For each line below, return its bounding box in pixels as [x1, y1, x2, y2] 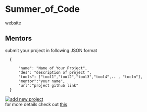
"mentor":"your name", [18, 78, 65, 84]
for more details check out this [5, 101, 68, 107]
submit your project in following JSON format [5, 47, 98, 53]
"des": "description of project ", [18, 70, 92, 75]
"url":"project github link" [18, 83, 79, 88]
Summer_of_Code [5, 3, 80, 15]
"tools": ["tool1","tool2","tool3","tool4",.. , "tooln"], [18, 74, 143, 79]
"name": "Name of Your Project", [18, 65, 88, 70]
